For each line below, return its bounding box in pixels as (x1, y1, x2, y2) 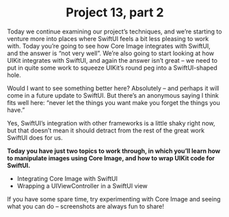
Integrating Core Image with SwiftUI (16, 174, 118, 182)
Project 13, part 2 (66, 5, 164, 20)
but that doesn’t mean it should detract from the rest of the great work (7, 126, 205, 134)
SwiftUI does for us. (7, 133, 63, 141)
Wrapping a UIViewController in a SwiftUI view (16, 182, 148, 190)
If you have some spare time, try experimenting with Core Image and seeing (7, 194, 221, 203)
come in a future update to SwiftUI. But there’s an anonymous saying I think (7, 91, 219, 100)
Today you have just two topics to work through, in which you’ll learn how (7, 147, 221, 155)
